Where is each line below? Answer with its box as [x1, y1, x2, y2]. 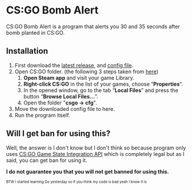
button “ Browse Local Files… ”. [23, 93, 98, 100]
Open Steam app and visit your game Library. [23, 74, 134, 81]
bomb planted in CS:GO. [6, 29, 65, 36]
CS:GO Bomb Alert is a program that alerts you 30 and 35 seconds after [6, 23, 180, 30]
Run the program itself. [14, 111, 71, 118]
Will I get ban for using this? [6, 128, 111, 138]
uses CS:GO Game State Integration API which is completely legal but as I [6, 150, 184, 157]
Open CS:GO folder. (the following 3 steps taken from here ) [14, 68, 159, 75]
